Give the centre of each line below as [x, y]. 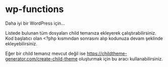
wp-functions [35, 9]
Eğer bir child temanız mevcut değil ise [45, 53]
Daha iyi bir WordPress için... [35, 23]
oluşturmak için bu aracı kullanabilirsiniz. [121, 58]
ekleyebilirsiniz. [21, 43]
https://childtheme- [107, 53]
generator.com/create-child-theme [42, 58]
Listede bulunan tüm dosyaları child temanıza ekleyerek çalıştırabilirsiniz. [81, 33]
